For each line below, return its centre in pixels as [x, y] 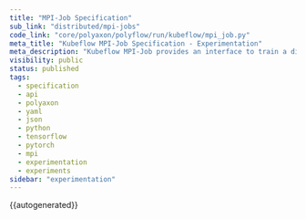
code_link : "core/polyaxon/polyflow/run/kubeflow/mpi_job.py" [130, 35]
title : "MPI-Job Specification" [71, 18]
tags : [20, 78]
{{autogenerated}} [44, 205]
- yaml [30, 111]
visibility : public [46, 60]
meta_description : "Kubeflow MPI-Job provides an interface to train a [148, 52]
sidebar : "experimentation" [63, 179]
